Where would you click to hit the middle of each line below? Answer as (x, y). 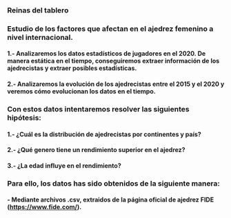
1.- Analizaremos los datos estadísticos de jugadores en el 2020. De (107, 54)
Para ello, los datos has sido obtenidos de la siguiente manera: (114, 183)
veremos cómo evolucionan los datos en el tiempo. (82, 91)
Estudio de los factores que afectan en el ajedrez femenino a (110, 28)
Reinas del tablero (38, 10)
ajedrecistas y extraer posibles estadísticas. (72, 68)
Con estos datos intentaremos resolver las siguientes (98, 109)
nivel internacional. (40, 37)
